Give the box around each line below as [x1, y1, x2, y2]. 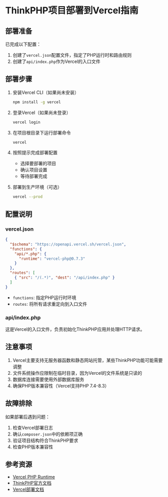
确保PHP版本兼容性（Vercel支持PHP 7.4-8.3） [12, 382, 109, 389]
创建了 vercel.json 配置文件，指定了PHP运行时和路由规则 [12, 52, 132, 58]
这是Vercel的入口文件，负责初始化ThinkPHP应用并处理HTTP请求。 [5, 326, 145, 332]
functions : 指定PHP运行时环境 [12, 295, 76, 301]
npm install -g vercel [12, 99, 61, 105]
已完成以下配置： [5, 41, 41, 47]
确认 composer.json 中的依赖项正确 [12, 431, 83, 437]
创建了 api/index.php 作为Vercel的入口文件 [12, 58, 101, 64]
